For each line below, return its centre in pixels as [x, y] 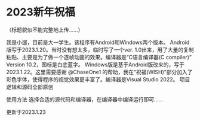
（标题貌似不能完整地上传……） [45, 30]
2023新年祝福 [41, 12]
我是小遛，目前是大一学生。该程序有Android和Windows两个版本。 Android [98, 42]
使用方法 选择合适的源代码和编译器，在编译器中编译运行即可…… [85, 99]
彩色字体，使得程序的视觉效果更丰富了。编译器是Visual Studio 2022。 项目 [98, 79]
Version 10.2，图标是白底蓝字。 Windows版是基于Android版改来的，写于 [96, 64]
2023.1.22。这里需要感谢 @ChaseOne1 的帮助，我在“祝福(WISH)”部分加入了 [99, 72]
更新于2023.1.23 [26, 112]
